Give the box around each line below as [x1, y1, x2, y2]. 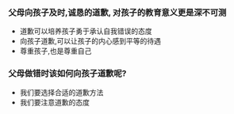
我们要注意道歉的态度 [19, 97, 90, 107]
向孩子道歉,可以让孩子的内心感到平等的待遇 [19, 36, 161, 46]
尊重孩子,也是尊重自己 [19, 46, 92, 56]
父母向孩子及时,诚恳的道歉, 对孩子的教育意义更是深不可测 [8, 6, 227, 17]
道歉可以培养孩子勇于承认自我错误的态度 [19, 26, 152, 36]
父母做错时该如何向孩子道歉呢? [8, 68, 127, 79]
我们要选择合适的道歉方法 [19, 87, 104, 97]
